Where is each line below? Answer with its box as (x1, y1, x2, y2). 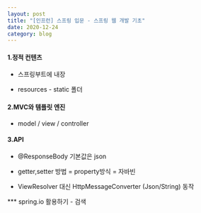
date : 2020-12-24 (7, 23, 59, 31)
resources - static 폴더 (17, 85, 83, 94)
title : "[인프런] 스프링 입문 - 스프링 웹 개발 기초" (7, 17, 146, 24)
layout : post (7, 10, 46, 18)
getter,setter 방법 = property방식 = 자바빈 (17, 167, 136, 175)
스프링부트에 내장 (17, 70, 66, 79)
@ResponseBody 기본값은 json (17, 152, 107, 160)
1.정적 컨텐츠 (7, 53, 42, 61)
